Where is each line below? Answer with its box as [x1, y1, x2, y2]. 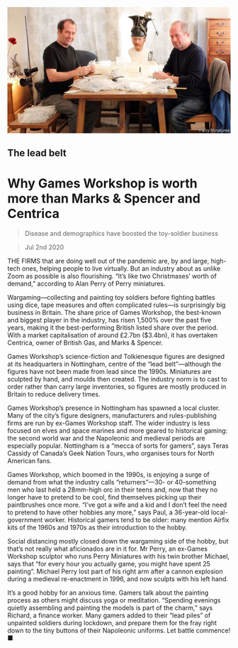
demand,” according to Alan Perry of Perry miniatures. [7, 279, 166, 288]
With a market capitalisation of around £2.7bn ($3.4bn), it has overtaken [7, 330, 218, 339]
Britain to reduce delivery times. [7, 389, 101, 398]
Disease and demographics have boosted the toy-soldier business [24, 229, 218, 237]
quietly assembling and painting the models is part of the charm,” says [7, 603, 213, 612]
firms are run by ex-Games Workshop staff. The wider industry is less [7, 418, 210, 427]
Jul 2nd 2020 [24, 242, 64, 252]
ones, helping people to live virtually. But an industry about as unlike [21, 264, 221, 273]
